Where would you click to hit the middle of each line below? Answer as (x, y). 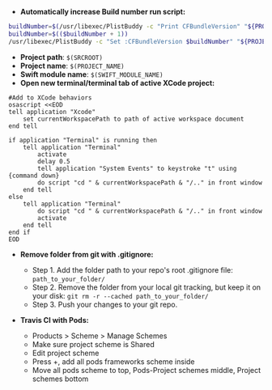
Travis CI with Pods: (54, 320)
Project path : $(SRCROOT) (62, 57)
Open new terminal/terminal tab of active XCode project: (117, 83)
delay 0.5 (54, 161)
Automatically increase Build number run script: (103, 12)
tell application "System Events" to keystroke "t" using (137, 168)
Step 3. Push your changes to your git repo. (105, 304)
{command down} (34, 176)
